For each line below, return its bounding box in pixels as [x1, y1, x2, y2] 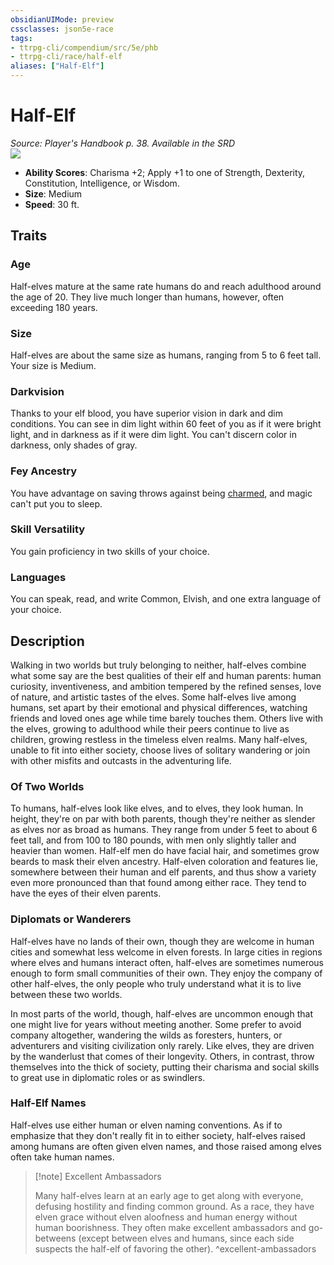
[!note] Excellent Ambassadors [34, 1170, 162, 1182]
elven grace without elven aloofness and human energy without [34, 1211, 298, 1223]
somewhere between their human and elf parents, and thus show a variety [10, 866, 317, 878]
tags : [10, 33, 33, 43]
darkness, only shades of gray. [10, 439, 138, 451]
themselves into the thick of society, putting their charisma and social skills [10, 1061, 320, 1073]
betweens [34, 1232, 77, 1244]
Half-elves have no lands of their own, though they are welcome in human [10, 935, 315, 947]
